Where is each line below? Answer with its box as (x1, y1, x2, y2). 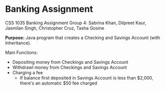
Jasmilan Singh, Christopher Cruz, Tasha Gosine (5, 25, 104, 31)
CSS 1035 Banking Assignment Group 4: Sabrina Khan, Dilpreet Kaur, (5, 20, 147, 26)
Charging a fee (12, 69, 43, 75)
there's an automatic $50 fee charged (19, 80, 97, 86)
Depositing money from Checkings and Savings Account (12, 59, 128, 65)
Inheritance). (5, 40, 31, 45)
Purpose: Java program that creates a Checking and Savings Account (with (5, 35, 161, 41)
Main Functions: (5, 49, 38, 55)
